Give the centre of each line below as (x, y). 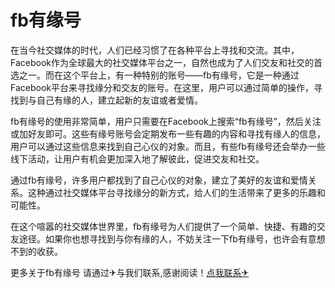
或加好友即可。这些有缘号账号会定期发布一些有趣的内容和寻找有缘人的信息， (168, 133)
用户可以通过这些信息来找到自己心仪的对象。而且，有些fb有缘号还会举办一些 (168, 146)
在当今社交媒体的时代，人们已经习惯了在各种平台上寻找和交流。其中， (155, 50)
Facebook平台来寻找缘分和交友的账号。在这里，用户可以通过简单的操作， (162, 87)
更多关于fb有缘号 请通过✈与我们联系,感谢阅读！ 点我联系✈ (130, 272)
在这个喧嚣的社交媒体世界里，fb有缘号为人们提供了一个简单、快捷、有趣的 (163, 226)
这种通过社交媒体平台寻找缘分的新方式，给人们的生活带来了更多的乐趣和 (176, 192)
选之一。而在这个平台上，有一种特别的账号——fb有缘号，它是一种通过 (155, 75)
